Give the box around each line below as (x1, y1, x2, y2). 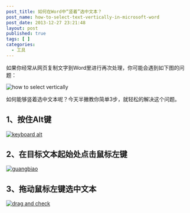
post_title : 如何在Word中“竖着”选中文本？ (6, 8, 102, 15)
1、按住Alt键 (6, 115, 52, 125)
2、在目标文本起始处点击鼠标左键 (6, 149, 128, 159)
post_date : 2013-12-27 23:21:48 (6, 20, 86, 25)
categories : (6, 42, 35, 48)
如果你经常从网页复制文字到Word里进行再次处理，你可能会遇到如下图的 (6, 64, 180, 71)
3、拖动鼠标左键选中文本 (6, 184, 97, 194)
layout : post (6, 25, 38, 31)
